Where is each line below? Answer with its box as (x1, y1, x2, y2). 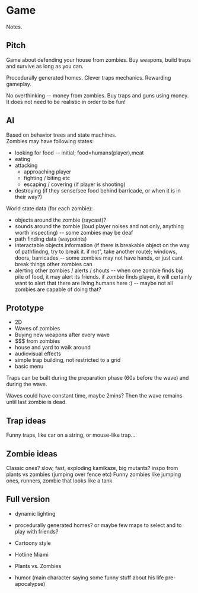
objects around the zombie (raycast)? (14, 216, 107, 223)
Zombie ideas (6, 449, 58, 459)
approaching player (23, 168, 72, 175)
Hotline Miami (14, 551, 49, 558)
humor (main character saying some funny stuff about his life (14, 574, 164, 581)
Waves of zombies (14, 325, 60, 332)
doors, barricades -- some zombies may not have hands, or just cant (14, 254, 183, 261)
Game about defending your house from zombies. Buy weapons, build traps (6, 56, 191, 63)
